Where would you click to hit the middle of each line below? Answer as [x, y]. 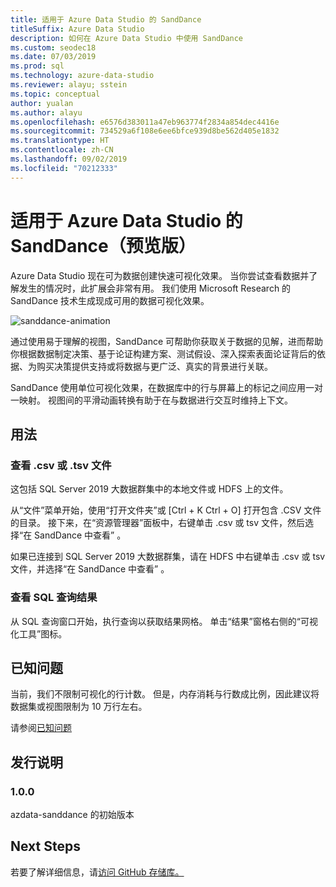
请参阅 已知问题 [41, 728]
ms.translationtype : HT [60, 141]
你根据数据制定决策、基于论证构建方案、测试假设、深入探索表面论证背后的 [163, 353]
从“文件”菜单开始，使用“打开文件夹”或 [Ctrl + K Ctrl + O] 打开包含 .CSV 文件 [166, 510]
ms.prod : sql [37, 66]
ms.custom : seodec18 [53, 47]
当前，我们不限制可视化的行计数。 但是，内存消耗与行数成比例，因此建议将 [165, 694]
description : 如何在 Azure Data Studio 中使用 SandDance [127, 38]
